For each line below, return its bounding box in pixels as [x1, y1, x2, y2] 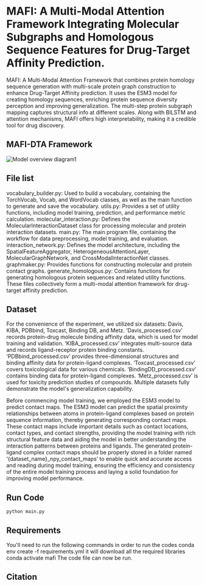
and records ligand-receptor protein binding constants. [6, 346, 144, 354]
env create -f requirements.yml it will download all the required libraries [6, 548, 186, 555]
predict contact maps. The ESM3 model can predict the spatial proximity [6, 404, 188, 411]
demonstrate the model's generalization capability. [6, 385, 134, 393]
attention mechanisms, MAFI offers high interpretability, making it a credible [6, 115, 197, 123]
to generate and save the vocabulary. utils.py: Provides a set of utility [6, 202, 180, 210]
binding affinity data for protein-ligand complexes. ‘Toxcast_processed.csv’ [6, 359, 196, 366]
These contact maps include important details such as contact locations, [6, 423, 189, 431]
